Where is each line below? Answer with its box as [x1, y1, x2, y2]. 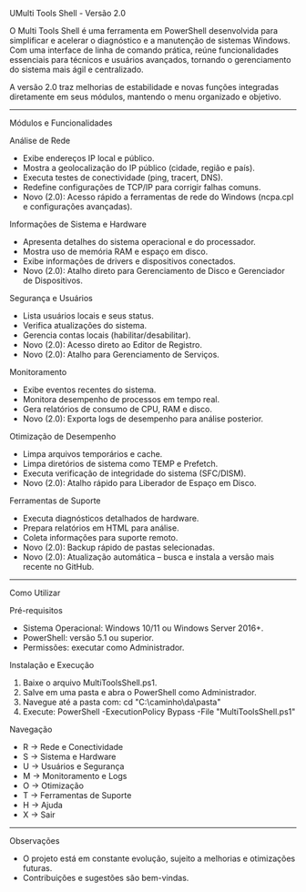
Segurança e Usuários [9, 293, 93, 303]
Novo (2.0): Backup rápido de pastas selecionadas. [22, 542, 216, 552]
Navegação [9, 724, 53, 735]
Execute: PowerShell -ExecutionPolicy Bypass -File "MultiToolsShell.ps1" [22, 706, 296, 717]
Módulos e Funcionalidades [9, 117, 113, 128]
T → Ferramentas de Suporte [22, 790, 132, 800]
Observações [9, 836, 60, 846]
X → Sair [22, 809, 56, 820]
